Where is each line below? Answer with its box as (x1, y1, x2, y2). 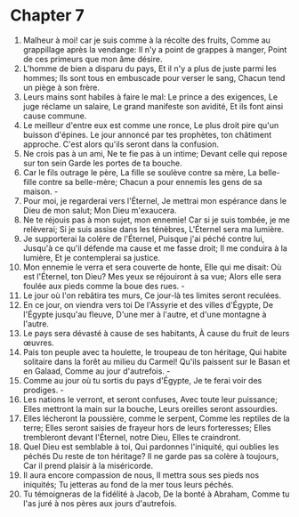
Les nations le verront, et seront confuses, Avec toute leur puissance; (22, 393, 279, 405)
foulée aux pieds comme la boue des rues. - (22, 280, 185, 291)
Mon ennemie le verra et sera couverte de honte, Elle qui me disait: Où (22, 262, 282, 272)
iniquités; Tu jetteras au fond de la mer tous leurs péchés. (22, 479, 234, 489)
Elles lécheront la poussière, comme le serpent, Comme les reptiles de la (22, 413, 290, 424)
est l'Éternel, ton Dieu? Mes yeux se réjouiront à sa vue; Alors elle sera (22, 271, 282, 281)
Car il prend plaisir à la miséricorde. (22, 460, 154, 471)
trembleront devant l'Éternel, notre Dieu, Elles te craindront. (22, 432, 241, 442)
